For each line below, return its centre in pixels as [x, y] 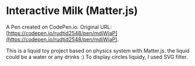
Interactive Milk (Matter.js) [72, 11]
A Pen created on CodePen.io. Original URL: [59, 27]
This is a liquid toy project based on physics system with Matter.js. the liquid [98, 50]
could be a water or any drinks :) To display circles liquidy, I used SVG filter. [97, 57]
